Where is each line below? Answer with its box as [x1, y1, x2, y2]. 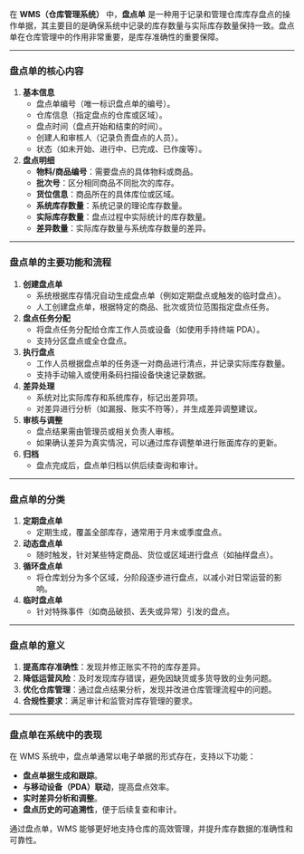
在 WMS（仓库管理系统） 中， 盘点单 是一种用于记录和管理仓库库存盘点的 [9, 9, 283, 19]
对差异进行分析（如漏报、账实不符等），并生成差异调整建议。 [35, 403, 262, 414]
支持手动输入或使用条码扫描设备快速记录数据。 [35, 369, 211, 379]
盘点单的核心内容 [9, 64, 84, 77]
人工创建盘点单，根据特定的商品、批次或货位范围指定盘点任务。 [35, 301, 274, 312]
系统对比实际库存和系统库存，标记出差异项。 [35, 391, 204, 402]
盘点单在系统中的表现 [9, 729, 102, 742]
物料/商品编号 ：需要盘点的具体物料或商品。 [35, 167, 199, 178]
